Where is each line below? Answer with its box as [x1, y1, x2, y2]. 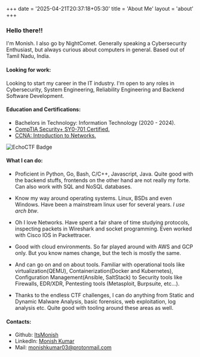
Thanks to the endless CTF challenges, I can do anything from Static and [14, 291, 194, 298]
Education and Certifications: [6, 106, 81, 113]
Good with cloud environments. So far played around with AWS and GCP [14, 243, 193, 250]
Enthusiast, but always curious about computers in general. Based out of [6, 46, 185, 53]
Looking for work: [6, 66, 51, 73]
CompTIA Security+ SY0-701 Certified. [14, 125, 110, 133]
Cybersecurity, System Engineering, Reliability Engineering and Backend [6, 86, 184, 93]
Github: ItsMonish [14, 331, 59, 338]
